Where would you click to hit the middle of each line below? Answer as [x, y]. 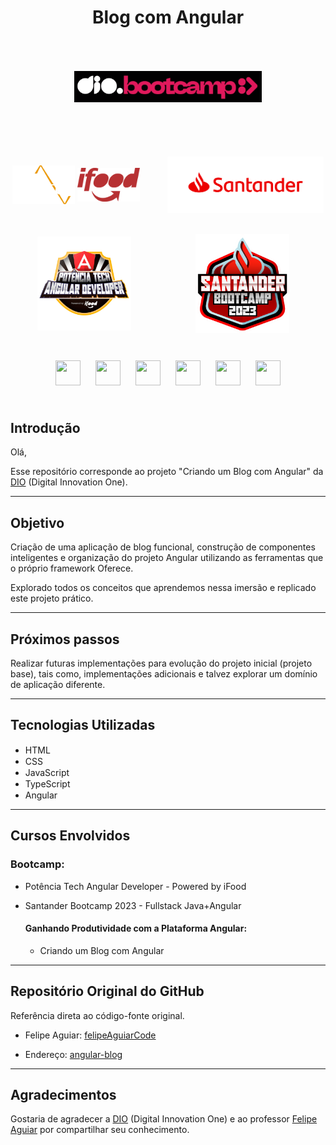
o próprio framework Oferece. [72, 568]
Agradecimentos [63, 1094]
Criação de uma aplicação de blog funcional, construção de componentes [163, 547]
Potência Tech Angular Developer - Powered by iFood [135, 886]
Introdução [45, 428]
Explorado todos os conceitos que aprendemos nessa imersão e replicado [163, 588]
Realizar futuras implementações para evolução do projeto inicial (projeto [161, 663]
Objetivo [37, 522]
